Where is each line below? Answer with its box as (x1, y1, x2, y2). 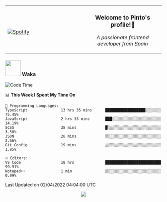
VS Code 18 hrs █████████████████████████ (5, 160, 162, 165)
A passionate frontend (96, 34, 149, 41)
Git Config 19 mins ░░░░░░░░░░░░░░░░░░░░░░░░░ (5, 143, 162, 148)
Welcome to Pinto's (95, 14, 151, 22)
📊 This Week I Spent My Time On (5, 92, 76, 98)
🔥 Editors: (5, 156, 28, 161)
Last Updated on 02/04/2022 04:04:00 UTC (5, 182, 96, 188)
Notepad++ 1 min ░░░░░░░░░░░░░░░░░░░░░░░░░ (5, 169, 162, 174)
